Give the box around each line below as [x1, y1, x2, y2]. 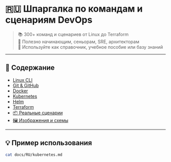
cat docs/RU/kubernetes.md [5, 152, 63, 157]
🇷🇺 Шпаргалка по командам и [5, 3, 143, 15]
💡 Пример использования [5, 139, 93, 147]
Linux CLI [12, 77, 33, 83]
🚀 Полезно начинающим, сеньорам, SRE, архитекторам [17, 39, 139, 45]
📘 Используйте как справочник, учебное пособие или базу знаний [17, 44, 163, 50]
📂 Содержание [5, 63, 55, 72]
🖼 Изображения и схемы [12, 117, 69, 123]
